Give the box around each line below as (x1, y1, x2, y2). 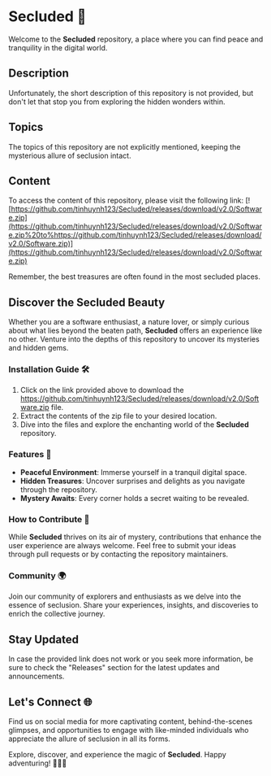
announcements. (8, 671, 65, 682)
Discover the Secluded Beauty (8, 295, 166, 309)
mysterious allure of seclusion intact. (8, 150, 131, 160)
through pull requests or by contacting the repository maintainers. (8, 549, 229, 560)
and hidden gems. (8, 343, 69, 353)
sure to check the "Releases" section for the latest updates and (8, 663, 221, 673)
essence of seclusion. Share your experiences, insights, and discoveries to (8, 600, 259, 610)
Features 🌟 (8, 449, 52, 460)
